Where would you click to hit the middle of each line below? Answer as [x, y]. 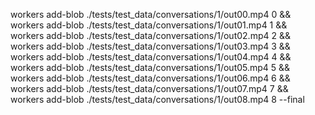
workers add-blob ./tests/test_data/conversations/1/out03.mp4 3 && [150, 46]
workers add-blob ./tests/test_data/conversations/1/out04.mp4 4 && [151, 57]
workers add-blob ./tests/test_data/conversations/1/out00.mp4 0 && [151, 14]
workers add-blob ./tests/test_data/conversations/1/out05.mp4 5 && [150, 67]
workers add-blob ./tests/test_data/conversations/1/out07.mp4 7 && [149, 88]
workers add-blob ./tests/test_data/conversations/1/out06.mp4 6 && [150, 78]
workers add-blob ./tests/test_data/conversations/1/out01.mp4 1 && [149, 25]
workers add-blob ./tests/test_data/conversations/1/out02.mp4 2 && [150, 35]
